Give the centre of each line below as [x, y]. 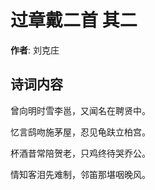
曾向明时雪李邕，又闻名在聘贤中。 [80, 110]
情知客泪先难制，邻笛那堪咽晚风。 [80, 174]
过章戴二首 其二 [74, 20]
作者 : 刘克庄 [35, 50]
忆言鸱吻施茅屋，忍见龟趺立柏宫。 [80, 132]
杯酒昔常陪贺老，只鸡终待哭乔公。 [80, 153]
